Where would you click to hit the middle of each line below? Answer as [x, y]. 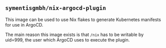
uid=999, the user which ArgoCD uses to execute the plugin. [67, 39]
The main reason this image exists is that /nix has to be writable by [74, 34]
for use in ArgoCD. [24, 24]
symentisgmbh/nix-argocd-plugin [56, 8]
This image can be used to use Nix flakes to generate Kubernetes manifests [83, 19]
